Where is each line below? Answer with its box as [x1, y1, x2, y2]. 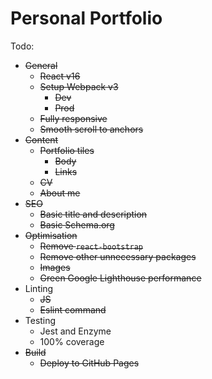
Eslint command [39, 303, 107, 316]
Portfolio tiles [39, 144, 95, 156]
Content [24, 133, 59, 146]
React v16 [39, 70, 81, 82]
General [24, 59, 58, 71]
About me [39, 187, 81, 199]
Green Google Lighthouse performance [39, 272, 202, 284]
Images [39, 261, 71, 273]
